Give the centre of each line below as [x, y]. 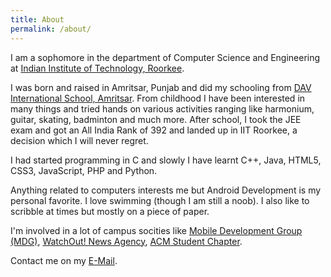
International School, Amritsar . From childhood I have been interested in [158, 98]
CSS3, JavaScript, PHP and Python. [84, 170]
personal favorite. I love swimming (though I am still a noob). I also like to [160, 200]
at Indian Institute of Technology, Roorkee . [97, 68]
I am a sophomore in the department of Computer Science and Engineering [165, 57]
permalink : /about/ [51, 29]
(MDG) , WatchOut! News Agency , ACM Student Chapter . [126, 241]
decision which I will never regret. [79, 140]
